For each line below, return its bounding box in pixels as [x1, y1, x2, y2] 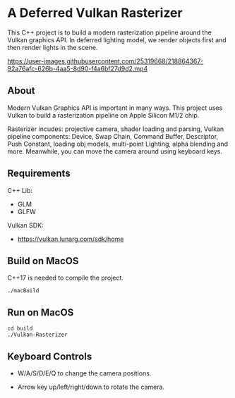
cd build [7, 325, 33, 332]
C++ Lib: [7, 186, 33, 194]
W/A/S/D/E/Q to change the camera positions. [17, 369, 152, 378]
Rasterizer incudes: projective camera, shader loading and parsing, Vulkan [7, 125, 224, 133]
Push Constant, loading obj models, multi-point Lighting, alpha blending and [7, 139, 228, 148]
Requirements [7, 168, 71, 180]
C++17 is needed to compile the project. [7, 273, 123, 282]
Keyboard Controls [7, 350, 92, 362]
